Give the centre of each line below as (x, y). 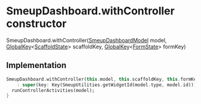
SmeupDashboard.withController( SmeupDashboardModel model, (86, 40)
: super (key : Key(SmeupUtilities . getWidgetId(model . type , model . (100, 85)
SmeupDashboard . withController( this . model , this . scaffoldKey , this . (93, 79)
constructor (36, 24)
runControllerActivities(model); (53, 90)
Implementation (36, 65)
